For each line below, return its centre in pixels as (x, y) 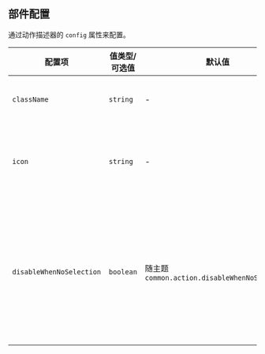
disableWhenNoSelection (57, 272)
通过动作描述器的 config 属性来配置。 (69, 35)
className (30, 99)
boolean (123, 272)
